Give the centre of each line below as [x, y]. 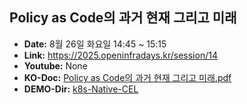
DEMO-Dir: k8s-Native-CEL [81, 89]
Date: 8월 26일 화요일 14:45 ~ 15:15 [95, 44]
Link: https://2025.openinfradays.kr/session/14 [120, 55]
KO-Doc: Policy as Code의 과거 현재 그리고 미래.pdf [127, 77]
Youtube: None [55, 65]
